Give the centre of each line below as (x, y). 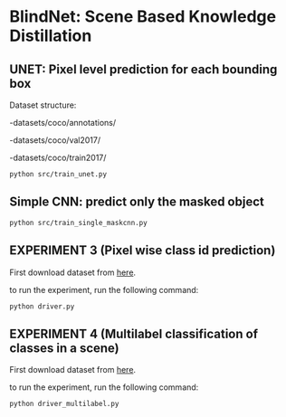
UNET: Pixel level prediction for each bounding (143, 69)
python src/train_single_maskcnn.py (78, 223)
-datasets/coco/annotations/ (63, 123)
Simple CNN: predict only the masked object (137, 202)
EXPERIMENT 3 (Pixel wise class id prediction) (143, 251)
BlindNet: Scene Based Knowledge (143, 17)
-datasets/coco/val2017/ (55, 140)
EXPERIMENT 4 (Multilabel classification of (134, 334)
